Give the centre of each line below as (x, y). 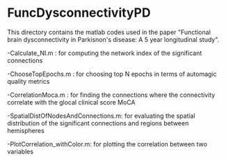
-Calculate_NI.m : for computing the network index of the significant (105, 53)
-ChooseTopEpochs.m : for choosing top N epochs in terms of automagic (112, 74)
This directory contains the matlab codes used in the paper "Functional (109, 32)
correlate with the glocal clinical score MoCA (71, 102)
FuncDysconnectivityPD (79, 13)
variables (20, 151)
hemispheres (26, 130)
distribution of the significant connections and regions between (98, 123)
